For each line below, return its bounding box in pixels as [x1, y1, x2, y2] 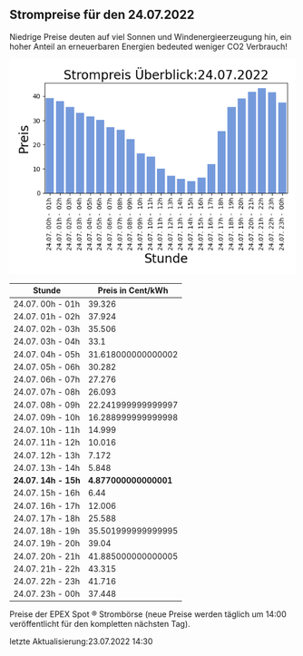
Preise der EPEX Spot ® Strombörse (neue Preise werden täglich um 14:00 [9, 608, 288, 620]
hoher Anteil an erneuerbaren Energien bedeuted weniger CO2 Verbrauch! [9, 41, 288, 52]
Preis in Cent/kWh [97, 285, 169, 296]
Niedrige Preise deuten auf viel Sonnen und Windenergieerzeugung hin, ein [9, 31, 292, 42]
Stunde [33, 285, 62, 296]
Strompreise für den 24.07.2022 [9, 7, 195, 23]
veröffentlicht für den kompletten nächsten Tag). [9, 618, 191, 629]
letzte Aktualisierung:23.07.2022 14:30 [9, 635, 153, 647]
